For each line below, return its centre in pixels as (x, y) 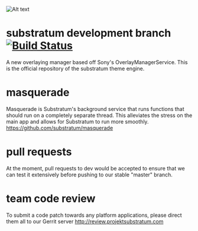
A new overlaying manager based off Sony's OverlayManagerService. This (97, 62)
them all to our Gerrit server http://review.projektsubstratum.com (85, 221)
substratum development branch (89, 33)
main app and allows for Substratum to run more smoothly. (77, 121)
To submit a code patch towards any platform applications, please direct (94, 215)
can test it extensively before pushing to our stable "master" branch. (90, 175)
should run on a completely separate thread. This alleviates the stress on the (99, 115)
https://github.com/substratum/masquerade (60, 128)
